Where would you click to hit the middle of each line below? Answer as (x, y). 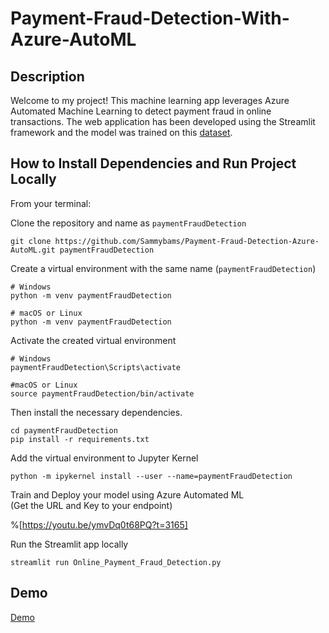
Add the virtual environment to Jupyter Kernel (104, 458)
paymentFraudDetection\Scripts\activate (96, 367)
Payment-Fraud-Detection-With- (150, 18)
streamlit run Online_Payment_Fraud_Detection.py (116, 562)
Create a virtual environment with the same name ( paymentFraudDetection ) (163, 268)
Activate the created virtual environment (93, 340)
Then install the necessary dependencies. (96, 412)
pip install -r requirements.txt (80, 439)
